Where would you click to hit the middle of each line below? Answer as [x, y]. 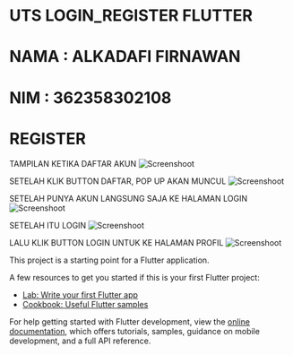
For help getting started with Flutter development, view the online [130, 321]
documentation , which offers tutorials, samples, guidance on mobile [134, 331]
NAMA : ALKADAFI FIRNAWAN [125, 57]
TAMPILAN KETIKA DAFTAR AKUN [73, 163]
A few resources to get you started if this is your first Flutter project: [134, 277]
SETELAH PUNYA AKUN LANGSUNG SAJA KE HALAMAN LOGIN [129, 198]
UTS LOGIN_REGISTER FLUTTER [131, 16]
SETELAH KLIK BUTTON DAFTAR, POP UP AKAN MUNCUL [118, 181]
